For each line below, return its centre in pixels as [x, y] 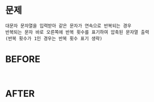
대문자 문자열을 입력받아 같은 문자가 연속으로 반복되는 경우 [68, 25]
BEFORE [23, 59]
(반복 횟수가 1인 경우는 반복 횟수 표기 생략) [54, 38]
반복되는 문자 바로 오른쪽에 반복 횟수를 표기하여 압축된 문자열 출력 [77, 32]
